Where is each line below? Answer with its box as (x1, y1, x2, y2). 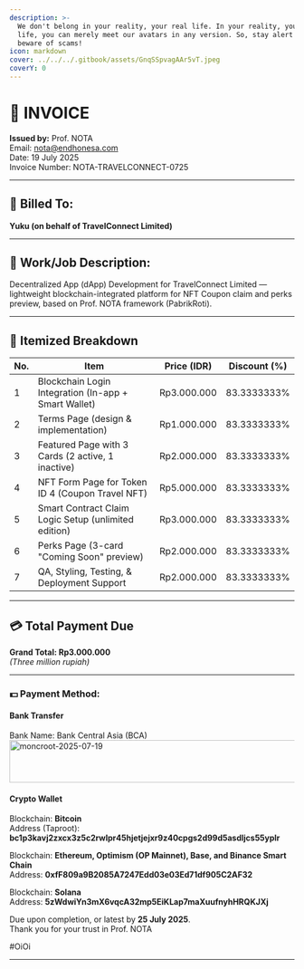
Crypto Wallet (9, 793, 63, 804)
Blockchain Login (37, 375, 111, 388)
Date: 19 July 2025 (9, 151, 80, 163)
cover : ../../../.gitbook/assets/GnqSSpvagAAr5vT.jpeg (9, 55, 221, 64)
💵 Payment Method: (9, 687, 100, 700)
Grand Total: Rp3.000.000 (9, 647, 111, 657)
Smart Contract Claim (37, 502, 129, 514)
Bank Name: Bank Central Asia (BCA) (9, 730, 147, 741)
